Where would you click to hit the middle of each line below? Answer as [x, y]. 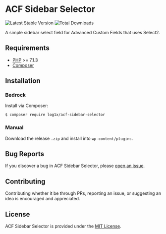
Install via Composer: [27, 106]
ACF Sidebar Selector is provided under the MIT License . [63, 226]
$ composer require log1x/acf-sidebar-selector [55, 115]
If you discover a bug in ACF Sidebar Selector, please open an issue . [75, 166]
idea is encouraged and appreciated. [43, 199]
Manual [14, 127]
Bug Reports [25, 154]
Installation [23, 81]
